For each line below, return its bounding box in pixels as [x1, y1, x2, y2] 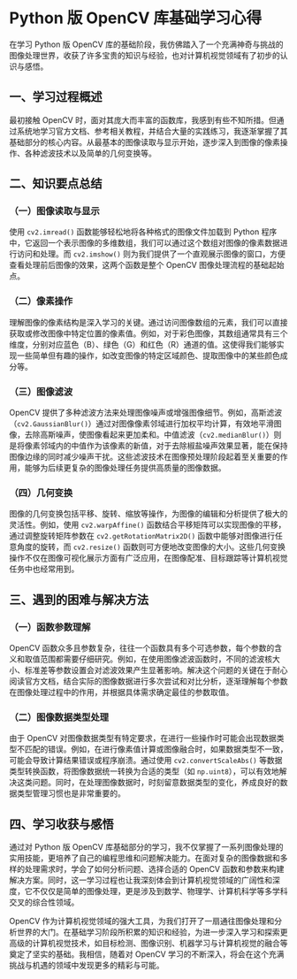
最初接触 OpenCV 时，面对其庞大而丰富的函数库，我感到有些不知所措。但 [9, 114, 277, 125]
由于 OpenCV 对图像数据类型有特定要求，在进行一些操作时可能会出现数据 [9, 733, 277, 744]
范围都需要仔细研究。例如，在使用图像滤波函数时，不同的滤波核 [39, 654, 272, 664]
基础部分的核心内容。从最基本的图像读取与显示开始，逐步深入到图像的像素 [9, 136, 280, 147]
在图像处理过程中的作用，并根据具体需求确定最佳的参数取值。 [9, 687, 234, 698]
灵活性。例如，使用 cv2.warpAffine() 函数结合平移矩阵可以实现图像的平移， [9, 519, 286, 531]
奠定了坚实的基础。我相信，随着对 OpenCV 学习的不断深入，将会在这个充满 [9, 949, 285, 960]
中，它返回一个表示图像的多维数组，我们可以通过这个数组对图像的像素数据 [9, 238, 280, 249]
